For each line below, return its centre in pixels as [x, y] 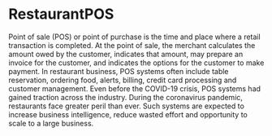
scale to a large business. [51, 123]
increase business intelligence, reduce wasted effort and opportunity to [128, 114]
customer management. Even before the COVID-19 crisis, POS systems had [135, 88]
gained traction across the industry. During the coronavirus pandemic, [126, 97]
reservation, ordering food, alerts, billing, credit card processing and [123, 80]
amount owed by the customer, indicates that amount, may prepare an [126, 54]
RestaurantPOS [61, 14]
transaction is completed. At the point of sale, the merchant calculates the [132, 45]
